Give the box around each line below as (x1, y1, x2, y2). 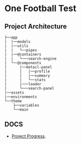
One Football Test (4, 3, 77, 14)
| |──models (4, 39, 31, 44)
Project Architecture (4, 22, 67, 31)
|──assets (4, 90, 25, 95)
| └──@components (4, 61, 41, 65)
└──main (13, 107, 28, 112)
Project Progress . (11, 133, 46, 139)
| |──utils (4, 44, 28, 48)
